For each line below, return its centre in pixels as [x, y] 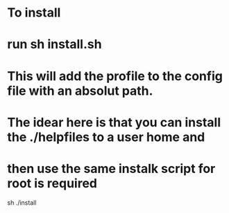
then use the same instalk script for [111, 168]
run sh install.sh [54, 45]
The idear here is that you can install [114, 122]
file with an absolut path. [80, 91]
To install [34, 13]
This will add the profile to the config [115, 76]
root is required [52, 183]
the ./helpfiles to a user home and [106, 137]
